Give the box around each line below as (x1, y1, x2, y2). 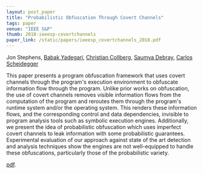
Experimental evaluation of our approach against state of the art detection (6, 136, 191, 143)
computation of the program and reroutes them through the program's (6, 98, 182, 105)
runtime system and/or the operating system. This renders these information (6, 104, 197, 111)
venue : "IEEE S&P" (6, 25, 53, 32)
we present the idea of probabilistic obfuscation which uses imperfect (6, 124, 181, 130)
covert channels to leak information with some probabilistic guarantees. (6, 130, 185, 137)
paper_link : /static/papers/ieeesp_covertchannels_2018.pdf (6, 37, 162, 43)
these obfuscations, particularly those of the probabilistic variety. (6, 149, 170, 156)
